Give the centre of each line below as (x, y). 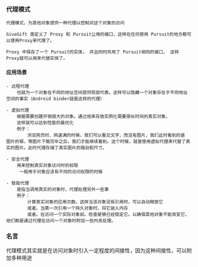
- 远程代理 (18, 86)
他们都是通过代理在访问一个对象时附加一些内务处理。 (61, 220)
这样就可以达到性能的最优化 (45, 123)
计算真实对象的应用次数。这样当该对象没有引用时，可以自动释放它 (95, 202)
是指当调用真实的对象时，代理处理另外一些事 (63, 189)
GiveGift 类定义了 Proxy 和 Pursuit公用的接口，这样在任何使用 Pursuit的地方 (94, 34)
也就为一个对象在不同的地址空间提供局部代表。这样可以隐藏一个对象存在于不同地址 (102, 93)
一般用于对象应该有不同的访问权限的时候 (61, 172)
